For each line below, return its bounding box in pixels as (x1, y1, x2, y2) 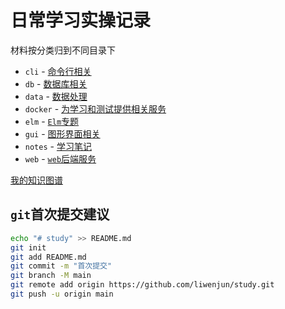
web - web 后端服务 (24, 152, 97, 165)
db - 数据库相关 (24, 77, 88, 90)
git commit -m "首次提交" (10, 261, 113, 271)
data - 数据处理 (24, 90, 88, 102)
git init (10, 242, 47, 253)
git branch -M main (10, 271, 92, 281)
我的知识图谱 (10, 174, 63, 186)
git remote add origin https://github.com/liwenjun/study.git (10, 280, 275, 290)
